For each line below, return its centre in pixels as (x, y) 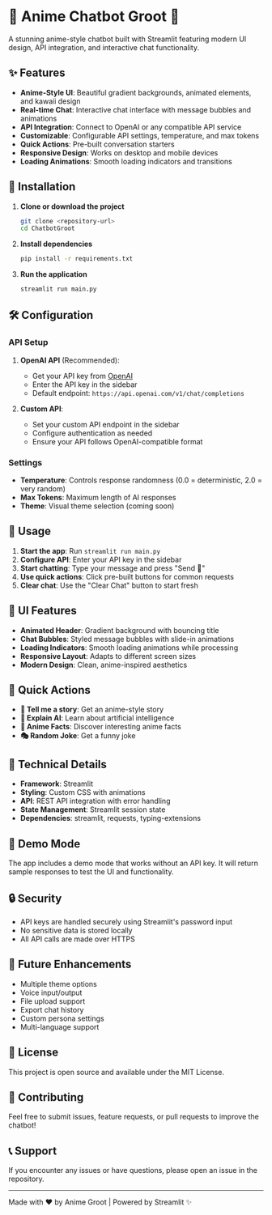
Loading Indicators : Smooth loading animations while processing (129, 648)
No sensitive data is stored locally (76, 930)
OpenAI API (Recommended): (70, 360)
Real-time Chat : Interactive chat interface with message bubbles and (136, 109)
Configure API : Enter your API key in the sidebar (101, 559)
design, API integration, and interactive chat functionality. (104, 47)
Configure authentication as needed (92, 433)
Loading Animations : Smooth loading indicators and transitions (126, 161)
